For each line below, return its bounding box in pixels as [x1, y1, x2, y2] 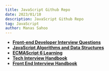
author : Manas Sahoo [5, 26, 48, 31]
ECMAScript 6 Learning [12, 50, 62, 56]
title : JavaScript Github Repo [5, 7, 70, 12]
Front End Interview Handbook [12, 61, 77, 67]
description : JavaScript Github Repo [5, 16, 84, 21]
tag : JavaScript [5, 21, 39, 26]
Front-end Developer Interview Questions [12, 39, 101, 45]
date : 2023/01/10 [5, 12, 41, 17]
